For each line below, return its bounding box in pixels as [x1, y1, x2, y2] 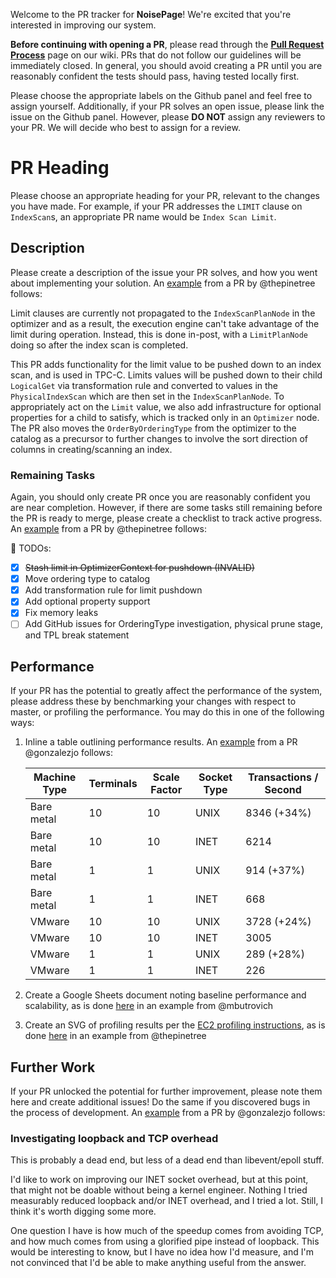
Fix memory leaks [24, 607, 99, 619]
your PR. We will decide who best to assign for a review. [10, 122, 241, 133]
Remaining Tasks [10, 468, 96, 482]
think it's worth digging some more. [10, 1205, 157, 1218]
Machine [33, 770, 77, 784]
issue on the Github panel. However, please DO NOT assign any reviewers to [10, 111, 326, 123]
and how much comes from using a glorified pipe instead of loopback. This [10, 1235, 320, 1248]
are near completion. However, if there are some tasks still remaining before [10, 502, 323, 514]
